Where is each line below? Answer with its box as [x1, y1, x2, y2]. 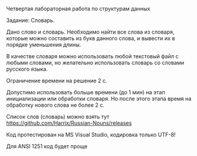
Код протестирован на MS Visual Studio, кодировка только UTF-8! [6, 131, 176, 138]
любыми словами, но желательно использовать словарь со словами [6, 59, 184, 66]
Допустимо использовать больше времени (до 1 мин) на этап [6, 89, 165, 95]
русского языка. [6, 65, 48, 73]
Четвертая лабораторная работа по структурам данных [6, 5, 151, 12]
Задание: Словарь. [6, 17, 55, 23]
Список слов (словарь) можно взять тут [6, 113, 110, 120]
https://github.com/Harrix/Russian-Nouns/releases [6, 119, 132, 127]
